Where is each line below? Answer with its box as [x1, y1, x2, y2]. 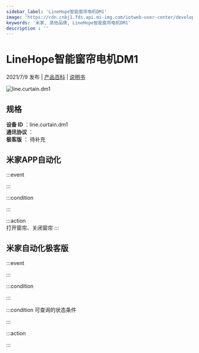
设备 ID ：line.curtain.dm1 [6, 121, 68, 128]
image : [6, 14, 23, 20]
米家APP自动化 [6, 155, 61, 165]
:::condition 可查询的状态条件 [6, 306, 77, 313]
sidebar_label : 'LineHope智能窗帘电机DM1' [6, 8, 107, 15]
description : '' [6, 25, 49, 31]
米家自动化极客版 [6, 243, 69, 253]
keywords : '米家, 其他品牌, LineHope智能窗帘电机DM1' [6, 20, 131, 26]
